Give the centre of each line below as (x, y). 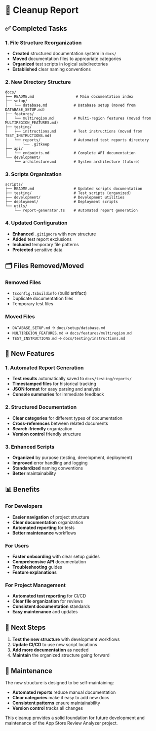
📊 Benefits (22, 490)
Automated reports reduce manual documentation (64, 692)
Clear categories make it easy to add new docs (61, 697)
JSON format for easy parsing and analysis (56, 389)
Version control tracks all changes (47, 708)
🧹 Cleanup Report (42, 10)
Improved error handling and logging (50, 463)
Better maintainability (34, 473)
